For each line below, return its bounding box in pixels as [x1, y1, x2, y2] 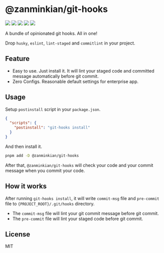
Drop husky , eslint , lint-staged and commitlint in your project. [5, 40, 136, 46]
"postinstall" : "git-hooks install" [14, 125, 91, 130]
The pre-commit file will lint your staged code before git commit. [12, 215, 144, 221]
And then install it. [5, 143, 42, 149]
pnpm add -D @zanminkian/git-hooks [5, 153, 79, 158]
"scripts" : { [9, 120, 37, 125]
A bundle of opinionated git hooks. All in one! [5, 30, 98, 36]
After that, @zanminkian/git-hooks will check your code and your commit [5, 162, 154, 168]
